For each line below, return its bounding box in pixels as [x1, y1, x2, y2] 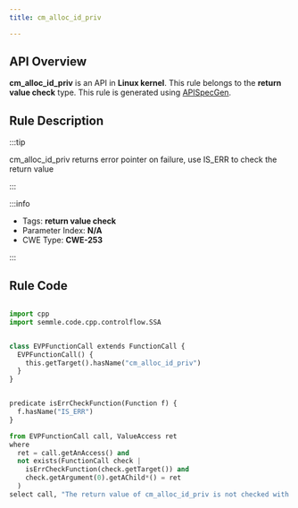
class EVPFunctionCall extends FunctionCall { [9, 342, 186, 351]
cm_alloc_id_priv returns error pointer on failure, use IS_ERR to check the [9, 154, 277, 165]
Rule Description [9, 113, 104, 128]
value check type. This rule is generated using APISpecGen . [9, 87, 232, 98]
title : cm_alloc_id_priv [9, 13, 102, 22]
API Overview [9, 55, 87, 70]
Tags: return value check [21, 216, 117, 226]
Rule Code [9, 278, 69, 293]
